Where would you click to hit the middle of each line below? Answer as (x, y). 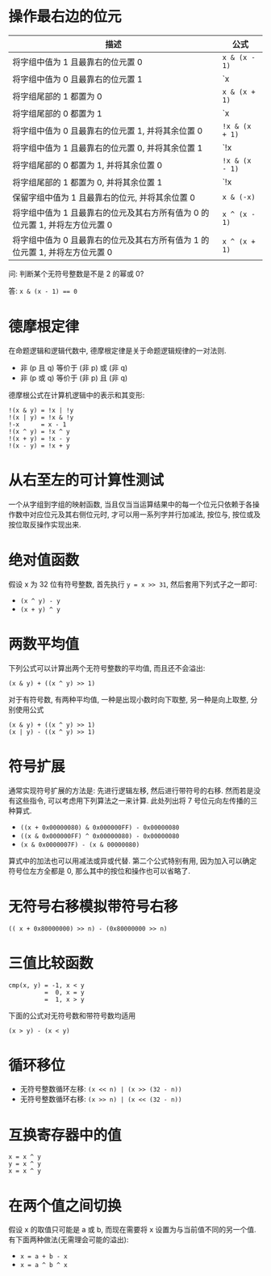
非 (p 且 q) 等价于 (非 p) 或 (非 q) (74, 367)
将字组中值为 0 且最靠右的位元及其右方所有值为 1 (106, 240)
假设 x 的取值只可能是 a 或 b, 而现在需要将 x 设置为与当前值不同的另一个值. (132, 1230)
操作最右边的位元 (65, 17)
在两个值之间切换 (65, 1206)
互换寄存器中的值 (65, 1135)
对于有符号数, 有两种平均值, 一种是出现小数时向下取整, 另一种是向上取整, (128, 699)
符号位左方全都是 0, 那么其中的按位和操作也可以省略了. (100, 871)
